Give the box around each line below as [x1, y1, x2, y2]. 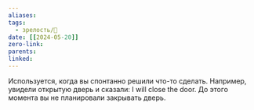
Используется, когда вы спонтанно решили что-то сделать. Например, [8, 76, 247, 86]
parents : [8, 48, 37, 55]
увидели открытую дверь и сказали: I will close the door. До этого [8, 84, 229, 94]
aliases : [8, 11, 37, 20]
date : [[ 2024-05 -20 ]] [8, 33, 79, 41]
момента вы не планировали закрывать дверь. [8, 93, 166, 102]
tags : [8, 19, 26, 27]
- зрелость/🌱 [15, 26, 58, 34]
